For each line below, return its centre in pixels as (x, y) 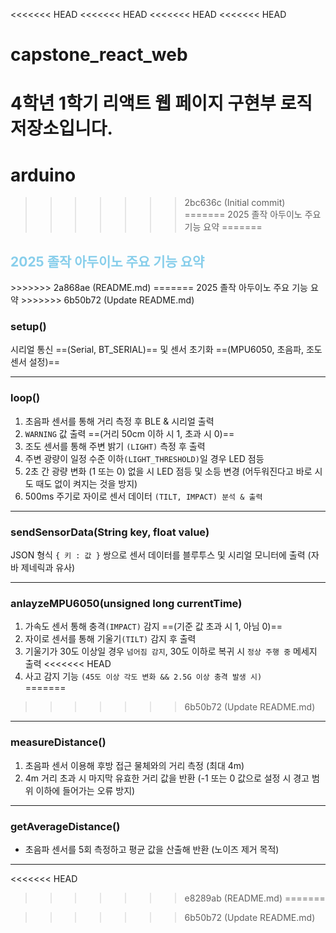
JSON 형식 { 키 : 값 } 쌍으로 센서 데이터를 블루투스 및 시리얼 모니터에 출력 (158, 555)
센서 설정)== (35, 362)
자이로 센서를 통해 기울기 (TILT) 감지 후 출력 (110, 639)
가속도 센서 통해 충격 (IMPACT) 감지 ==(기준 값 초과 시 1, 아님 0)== (153, 626)
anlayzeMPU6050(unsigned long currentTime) (126, 603)
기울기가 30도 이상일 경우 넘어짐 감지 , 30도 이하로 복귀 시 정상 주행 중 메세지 (171, 651)
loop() (25, 398)
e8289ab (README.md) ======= (255, 898)
